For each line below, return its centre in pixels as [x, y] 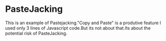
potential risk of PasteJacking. [36, 33]
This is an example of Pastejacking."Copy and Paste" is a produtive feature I [83, 23]
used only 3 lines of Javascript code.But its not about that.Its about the [78, 28]
